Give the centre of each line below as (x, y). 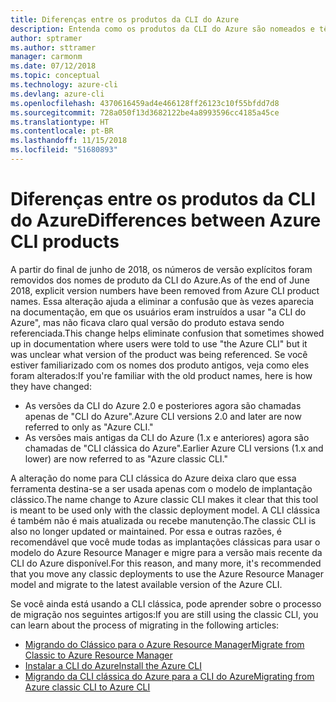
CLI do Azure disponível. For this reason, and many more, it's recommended (166, 563)
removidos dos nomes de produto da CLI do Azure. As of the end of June (160, 280)
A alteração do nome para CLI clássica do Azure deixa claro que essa (153, 478)
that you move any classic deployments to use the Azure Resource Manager (167, 573)
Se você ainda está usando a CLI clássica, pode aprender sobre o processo (166, 603)
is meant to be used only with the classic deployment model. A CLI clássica (165, 510)
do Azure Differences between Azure (166, 220)
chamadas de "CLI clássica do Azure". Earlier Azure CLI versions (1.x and (174, 448)
